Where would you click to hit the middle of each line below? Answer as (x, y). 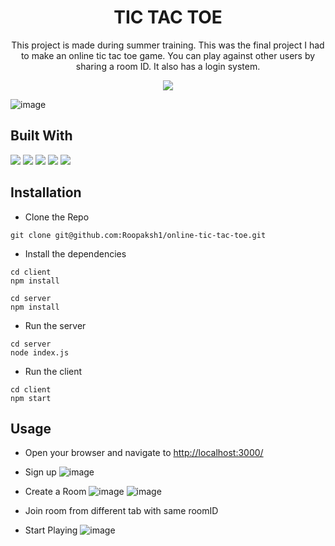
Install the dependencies (75, 253)
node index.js (40, 352)
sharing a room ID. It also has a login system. (168, 66)
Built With (41, 136)
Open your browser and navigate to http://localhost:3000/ (144, 453)
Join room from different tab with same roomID (121, 511)
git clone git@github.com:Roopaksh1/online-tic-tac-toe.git (138, 235)
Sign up (40, 472)
